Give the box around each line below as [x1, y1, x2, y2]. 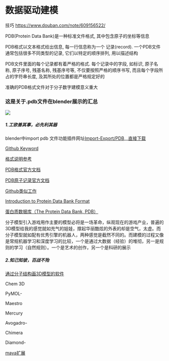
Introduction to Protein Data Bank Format [5, 198, 90, 204]
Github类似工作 [5, 188, 37, 194]
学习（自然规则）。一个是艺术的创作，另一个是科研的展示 [14, 244, 131, 250]
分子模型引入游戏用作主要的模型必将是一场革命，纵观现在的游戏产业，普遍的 [5, 219, 164, 225]
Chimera [5, 330, 23, 336]
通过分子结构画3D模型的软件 [5, 271, 64, 277]
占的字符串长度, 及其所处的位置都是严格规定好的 [5, 73, 105, 79]
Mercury [5, 310, 23, 316]
